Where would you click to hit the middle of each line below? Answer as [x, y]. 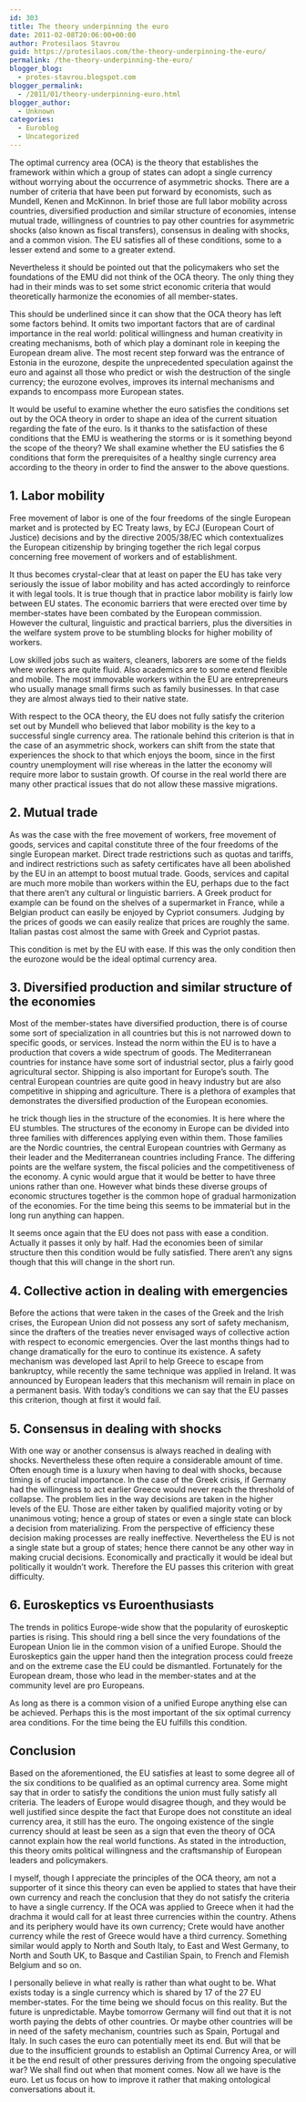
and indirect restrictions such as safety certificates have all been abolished [150, 863]
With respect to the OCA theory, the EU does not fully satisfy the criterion [147, 716]
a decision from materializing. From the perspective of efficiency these [142, 1528]
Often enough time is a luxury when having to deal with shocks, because [146, 1469]
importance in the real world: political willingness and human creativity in [146, 333]
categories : [32, 119]
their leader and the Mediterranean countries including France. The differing [153, 1158]
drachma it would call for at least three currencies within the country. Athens [153, 1916]
